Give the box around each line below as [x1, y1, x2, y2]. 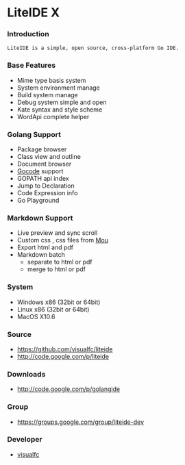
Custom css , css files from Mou [16, 236, 108, 244]
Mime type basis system [16, 76, 86, 84]
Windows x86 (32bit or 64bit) [16, 298, 101, 306]
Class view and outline [16, 153, 81, 161]
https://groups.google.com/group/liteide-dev [16, 418, 145, 426]
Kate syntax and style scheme [16, 105, 103, 114]
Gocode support [16, 167, 64, 175]
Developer [7, 435, 42, 444]
